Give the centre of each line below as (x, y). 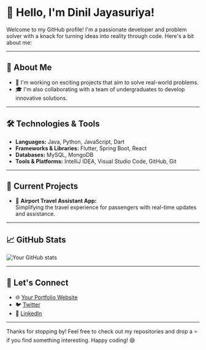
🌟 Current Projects (42, 186)
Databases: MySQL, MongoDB (54, 154)
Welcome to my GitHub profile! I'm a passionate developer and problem (97, 29)
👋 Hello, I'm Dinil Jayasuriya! (81, 13)
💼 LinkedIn (29, 313)
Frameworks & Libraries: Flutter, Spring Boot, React (81, 148)
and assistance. (35, 214)
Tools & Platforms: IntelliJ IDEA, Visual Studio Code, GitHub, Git (96, 161)
